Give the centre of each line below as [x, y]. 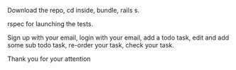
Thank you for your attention [49, 59]
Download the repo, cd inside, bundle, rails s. [74, 10]
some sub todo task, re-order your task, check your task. [91, 45]
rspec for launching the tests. [50, 24]
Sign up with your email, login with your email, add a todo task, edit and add [118, 37]
